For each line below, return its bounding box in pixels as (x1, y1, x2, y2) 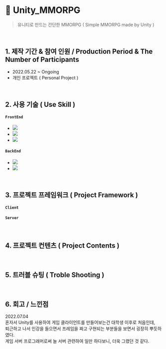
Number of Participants (5, 55, 80, 64)
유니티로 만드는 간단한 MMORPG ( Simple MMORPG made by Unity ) (17, 21, 155, 27)
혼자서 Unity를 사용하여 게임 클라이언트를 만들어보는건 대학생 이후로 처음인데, (5, 320, 156, 326)
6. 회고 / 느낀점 (5, 300, 49, 309)
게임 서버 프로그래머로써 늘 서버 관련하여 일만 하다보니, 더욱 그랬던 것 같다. (5, 338, 150, 344)
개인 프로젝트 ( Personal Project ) (12, 74, 79, 80)
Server (5, 216, 19, 221)
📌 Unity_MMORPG (5, 4, 81, 16)
